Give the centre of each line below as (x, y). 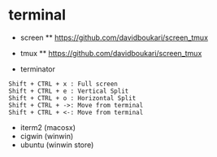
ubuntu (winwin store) (57, 145)
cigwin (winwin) (47, 136)
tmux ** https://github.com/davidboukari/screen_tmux (111, 53)
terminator (37, 69)
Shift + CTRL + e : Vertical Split (69, 91)
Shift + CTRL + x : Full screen (63, 84)
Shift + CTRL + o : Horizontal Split (72, 98)
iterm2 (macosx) (48, 127)
